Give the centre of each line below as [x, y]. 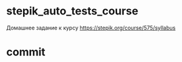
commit [26, 52]
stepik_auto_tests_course [72, 11]
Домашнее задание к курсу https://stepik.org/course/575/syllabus [91, 28]
